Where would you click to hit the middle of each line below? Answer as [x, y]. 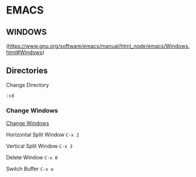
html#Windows [24, 52]
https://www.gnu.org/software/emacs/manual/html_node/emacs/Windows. [99, 46]
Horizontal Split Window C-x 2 [43, 135]
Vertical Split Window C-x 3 [39, 146]
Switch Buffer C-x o [30, 169]
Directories [27, 71]
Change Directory [28, 85]
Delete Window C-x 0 [32, 158]
